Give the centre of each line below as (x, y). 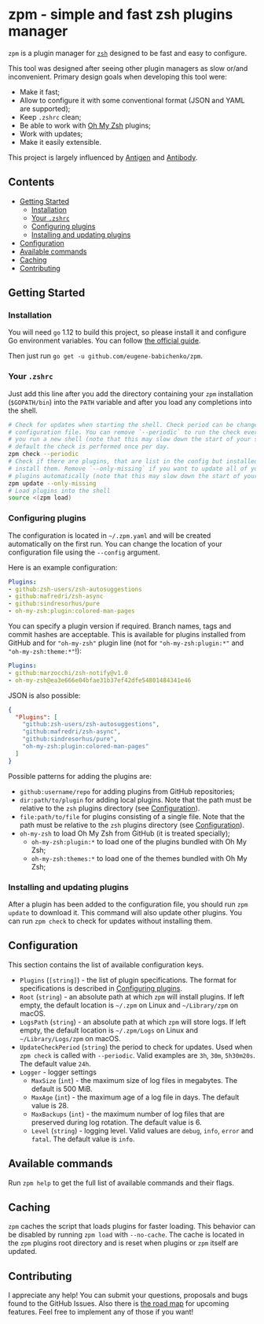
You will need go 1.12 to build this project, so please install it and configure (127, 332)
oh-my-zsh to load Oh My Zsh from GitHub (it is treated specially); (125, 833)
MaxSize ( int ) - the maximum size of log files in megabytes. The (134, 1080)
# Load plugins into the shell (59, 491)
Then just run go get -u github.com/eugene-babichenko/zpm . (105, 356)
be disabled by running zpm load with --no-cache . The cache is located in (126, 1235)
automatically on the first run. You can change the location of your (115, 543)
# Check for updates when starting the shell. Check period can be (121, 425)
